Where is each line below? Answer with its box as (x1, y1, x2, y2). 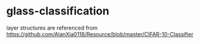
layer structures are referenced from (6, 24, 98, 31)
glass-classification (6, 4, 110, 18)
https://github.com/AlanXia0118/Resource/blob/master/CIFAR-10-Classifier (6, 30, 194, 37)
